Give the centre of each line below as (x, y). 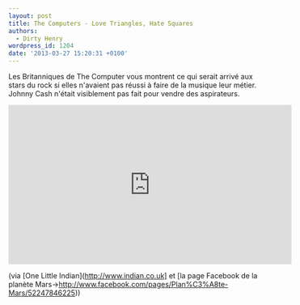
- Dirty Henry (39, 38)
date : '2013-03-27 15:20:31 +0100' (68, 53)
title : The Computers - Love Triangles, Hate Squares (101, 23)
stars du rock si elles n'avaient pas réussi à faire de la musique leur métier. (133, 85)
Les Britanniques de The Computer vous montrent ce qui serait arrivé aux (131, 76)
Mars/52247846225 (42, 293)
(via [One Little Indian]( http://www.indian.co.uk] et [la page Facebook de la (133, 275)
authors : (23, 31)
